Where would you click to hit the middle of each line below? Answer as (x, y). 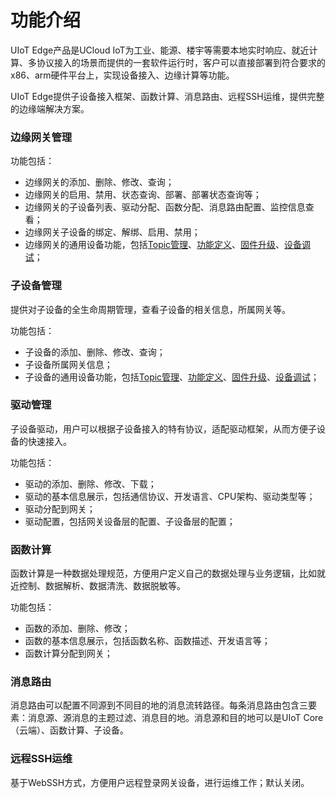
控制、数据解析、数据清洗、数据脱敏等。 (102, 586)
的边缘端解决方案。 (50, 108)
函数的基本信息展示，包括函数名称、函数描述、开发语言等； (147, 641)
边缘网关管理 (41, 137)
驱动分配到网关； (60, 508)
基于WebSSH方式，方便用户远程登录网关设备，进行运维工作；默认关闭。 (160, 782)
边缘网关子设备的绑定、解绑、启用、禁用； (112, 232)
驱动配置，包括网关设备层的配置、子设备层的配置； (130, 521)
